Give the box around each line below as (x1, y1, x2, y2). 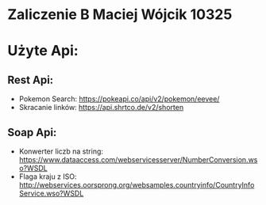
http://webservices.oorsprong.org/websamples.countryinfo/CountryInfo (18, 180, 255, 189)
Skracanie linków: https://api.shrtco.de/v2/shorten (18, 103, 184, 112)
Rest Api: (7, 73, 54, 86)
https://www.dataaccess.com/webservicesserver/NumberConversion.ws (18, 155, 258, 164)
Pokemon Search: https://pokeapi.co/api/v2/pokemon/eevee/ (18, 94, 220, 104)
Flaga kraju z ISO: (18, 172, 77, 181)
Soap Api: (7, 125, 57, 139)
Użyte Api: (7, 42, 79, 60)
